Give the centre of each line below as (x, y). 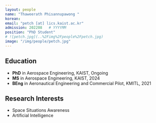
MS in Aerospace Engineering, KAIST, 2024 (56, 78)
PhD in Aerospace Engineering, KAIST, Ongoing (60, 73)
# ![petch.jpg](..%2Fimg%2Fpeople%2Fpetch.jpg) (54, 37)
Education (21, 61)
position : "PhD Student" (30, 32)
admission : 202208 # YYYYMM (36, 28)
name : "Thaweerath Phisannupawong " (42, 14)
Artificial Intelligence (33, 116)
